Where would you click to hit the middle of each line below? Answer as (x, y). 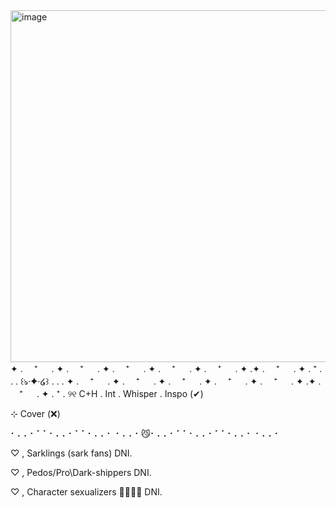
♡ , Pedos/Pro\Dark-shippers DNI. (81, 472)
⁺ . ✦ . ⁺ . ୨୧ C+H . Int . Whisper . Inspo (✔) (111, 393)
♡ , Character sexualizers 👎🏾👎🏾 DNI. (86, 492)
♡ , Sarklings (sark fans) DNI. (71, 453)
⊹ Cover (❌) (35, 413)
